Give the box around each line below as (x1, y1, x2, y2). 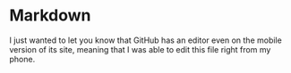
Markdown (9, 5, 91, 26)
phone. (9, 53, 36, 64)
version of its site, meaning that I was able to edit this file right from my (9, 44, 271, 54)
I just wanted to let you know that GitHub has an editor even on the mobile (9, 35, 282, 45)
